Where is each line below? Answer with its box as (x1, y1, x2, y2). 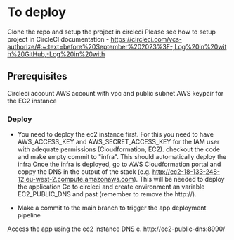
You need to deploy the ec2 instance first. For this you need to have (17, 130, 214, 139)
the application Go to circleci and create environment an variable (17, 182, 205, 191)
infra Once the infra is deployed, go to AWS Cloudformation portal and (17, 160, 221, 169)
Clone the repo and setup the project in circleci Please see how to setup (7, 27, 216, 36)
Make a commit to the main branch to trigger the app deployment (17, 203, 207, 212)
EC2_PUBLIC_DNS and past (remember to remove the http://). (17, 190, 197, 198)
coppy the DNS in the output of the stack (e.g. (17, 168, 151, 176)
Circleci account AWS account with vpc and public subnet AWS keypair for (7, 89, 224, 97)
